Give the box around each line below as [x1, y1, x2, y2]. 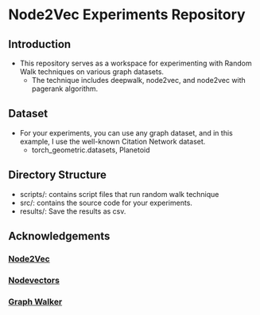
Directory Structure [8, 168, 107, 182]
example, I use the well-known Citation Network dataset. [19, 136, 206, 146]
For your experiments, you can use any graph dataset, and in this [19, 128, 233, 137]
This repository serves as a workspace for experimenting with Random [19, 58, 252, 68]
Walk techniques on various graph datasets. [19, 67, 165, 77]
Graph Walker [8, 296, 63, 307]
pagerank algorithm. [31, 84, 99, 93]
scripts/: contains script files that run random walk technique [19, 189, 219, 199]
